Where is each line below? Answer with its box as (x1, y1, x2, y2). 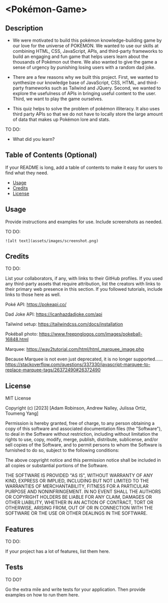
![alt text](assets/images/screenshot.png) (5, 238, 99, 244)
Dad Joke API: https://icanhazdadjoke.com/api (5, 311, 103, 317)
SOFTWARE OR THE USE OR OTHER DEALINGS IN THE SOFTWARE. (5, 510, 148, 517)
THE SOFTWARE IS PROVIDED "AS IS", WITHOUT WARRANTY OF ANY (5, 472, 153, 478)
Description (5, 24, 43, 33)
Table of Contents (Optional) (5, 151, 97, 160)
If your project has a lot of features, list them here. (5, 548, 110, 555)
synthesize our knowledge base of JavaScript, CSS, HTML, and (12, 80, 146, 85)
